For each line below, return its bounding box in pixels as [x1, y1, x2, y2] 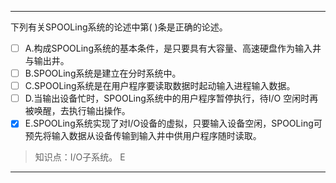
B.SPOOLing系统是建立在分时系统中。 [24, 67, 182, 80]
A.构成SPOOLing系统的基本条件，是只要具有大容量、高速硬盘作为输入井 [24, 42, 322, 54]
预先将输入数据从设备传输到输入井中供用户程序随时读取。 [24, 130, 262, 142]
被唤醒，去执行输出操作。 [24, 105, 131, 117]
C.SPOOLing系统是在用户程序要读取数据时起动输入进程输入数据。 [24, 80, 296, 92]
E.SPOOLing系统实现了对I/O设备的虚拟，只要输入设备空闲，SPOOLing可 [24, 117, 323, 130]
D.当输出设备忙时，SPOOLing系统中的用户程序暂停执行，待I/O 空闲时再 [24, 92, 319, 105]
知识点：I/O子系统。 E [34, 151, 126, 163]
